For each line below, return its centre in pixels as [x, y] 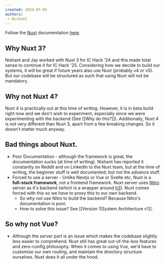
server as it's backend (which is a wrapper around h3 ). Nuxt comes [81, 188]
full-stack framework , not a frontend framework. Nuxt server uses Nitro [86, 182]
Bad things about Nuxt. [41, 145]
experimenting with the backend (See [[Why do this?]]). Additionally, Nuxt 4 [82, 119]
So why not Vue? [32, 224]
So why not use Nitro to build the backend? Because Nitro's [80, 198]
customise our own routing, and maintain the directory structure [77, 252]
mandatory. [17, 81]
